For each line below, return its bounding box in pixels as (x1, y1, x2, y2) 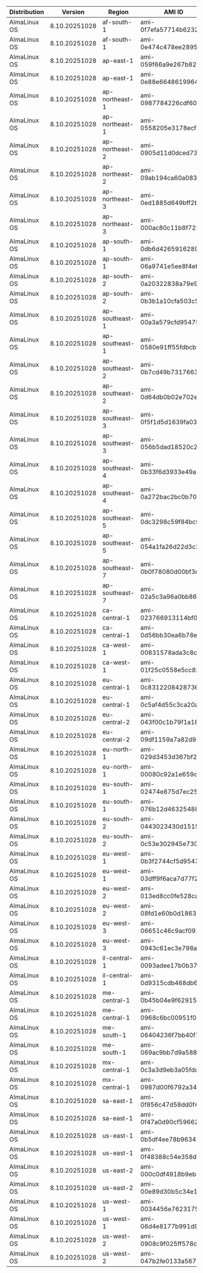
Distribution (9, 8, 44, 16)
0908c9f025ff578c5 (140, 1240, 201, 1248)
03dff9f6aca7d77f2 (140, 874, 199, 882)
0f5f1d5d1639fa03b (140, 418, 201, 426)
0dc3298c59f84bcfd (140, 518, 202, 526)
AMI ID (164, 8, 184, 16)
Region (108, 8, 129, 16)
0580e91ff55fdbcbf (140, 343, 199, 351)
